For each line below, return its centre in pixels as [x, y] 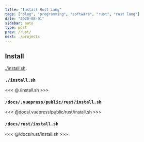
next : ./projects [23, 37]
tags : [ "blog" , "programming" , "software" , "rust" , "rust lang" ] [72, 14]
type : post [16, 28]
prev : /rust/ [18, 32]
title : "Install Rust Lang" [33, 9]
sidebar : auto [19, 23]
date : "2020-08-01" [25, 18]
